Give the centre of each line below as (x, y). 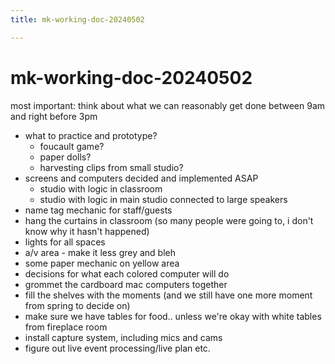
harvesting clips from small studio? (111, 167)
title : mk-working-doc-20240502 (77, 19)
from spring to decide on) (77, 305)
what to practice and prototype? (91, 135)
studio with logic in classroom (101, 188)
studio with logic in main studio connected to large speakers (163, 199)
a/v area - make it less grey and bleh (100, 252)
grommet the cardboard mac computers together (126, 284)
